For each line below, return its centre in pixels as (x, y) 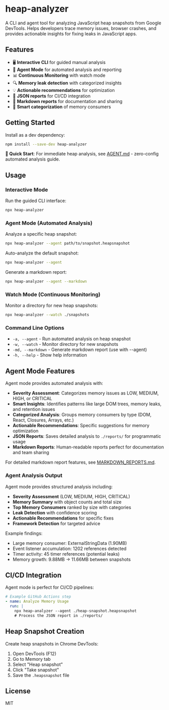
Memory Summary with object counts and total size (67, 502)
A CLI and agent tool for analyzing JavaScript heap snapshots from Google (83, 23)
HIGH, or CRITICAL (32, 399)
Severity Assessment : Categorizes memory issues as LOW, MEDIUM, (86, 393)
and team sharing (31, 453)
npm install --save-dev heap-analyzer (46, 144)
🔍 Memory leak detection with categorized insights (67, 83)
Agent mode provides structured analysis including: (59, 487)
